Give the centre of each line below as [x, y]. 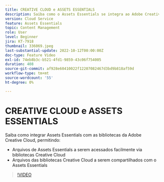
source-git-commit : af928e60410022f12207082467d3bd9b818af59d [70, 69]
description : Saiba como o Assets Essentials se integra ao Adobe [74, 14]
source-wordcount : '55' [29, 78]
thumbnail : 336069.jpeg [29, 46]
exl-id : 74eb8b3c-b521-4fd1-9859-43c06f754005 [53, 60]
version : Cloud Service [29, 19]
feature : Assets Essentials [34, 23]
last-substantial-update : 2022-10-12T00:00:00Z [54, 50]
